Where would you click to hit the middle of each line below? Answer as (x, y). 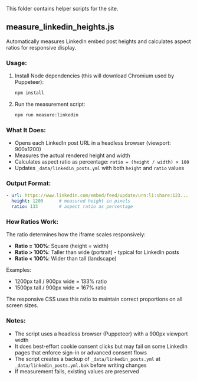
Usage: (17, 63)
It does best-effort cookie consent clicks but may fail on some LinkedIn (101, 346)
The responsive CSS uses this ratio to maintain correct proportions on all (94, 299)
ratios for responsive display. (41, 47)
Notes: (16, 321)
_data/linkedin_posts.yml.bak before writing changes (81, 365)
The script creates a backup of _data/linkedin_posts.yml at (88, 359)
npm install (29, 93)
